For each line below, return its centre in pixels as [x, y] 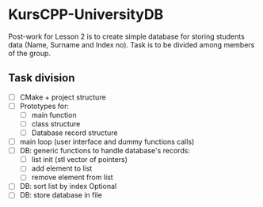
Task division [42, 78]
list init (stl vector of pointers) [80, 160]
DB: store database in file [61, 195]
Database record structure [74, 133]
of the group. [30, 53]
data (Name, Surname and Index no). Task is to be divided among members [131, 44]
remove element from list [72, 177]
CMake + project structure [63, 97]
